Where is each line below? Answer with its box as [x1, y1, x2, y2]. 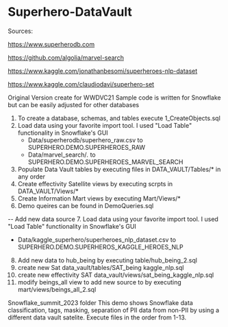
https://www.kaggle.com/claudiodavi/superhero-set [8, 80, 155, 88]
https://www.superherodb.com [8, 40, 95, 48]
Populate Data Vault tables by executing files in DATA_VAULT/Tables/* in [17, 165, 221, 173]
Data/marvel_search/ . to [27, 150, 96, 159]
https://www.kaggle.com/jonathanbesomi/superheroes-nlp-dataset [8, 67, 198, 75]
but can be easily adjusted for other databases [8, 100, 140, 109]
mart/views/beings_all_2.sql [17, 285, 97, 293]
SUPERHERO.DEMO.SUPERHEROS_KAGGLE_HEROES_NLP [17, 243, 183, 251]
